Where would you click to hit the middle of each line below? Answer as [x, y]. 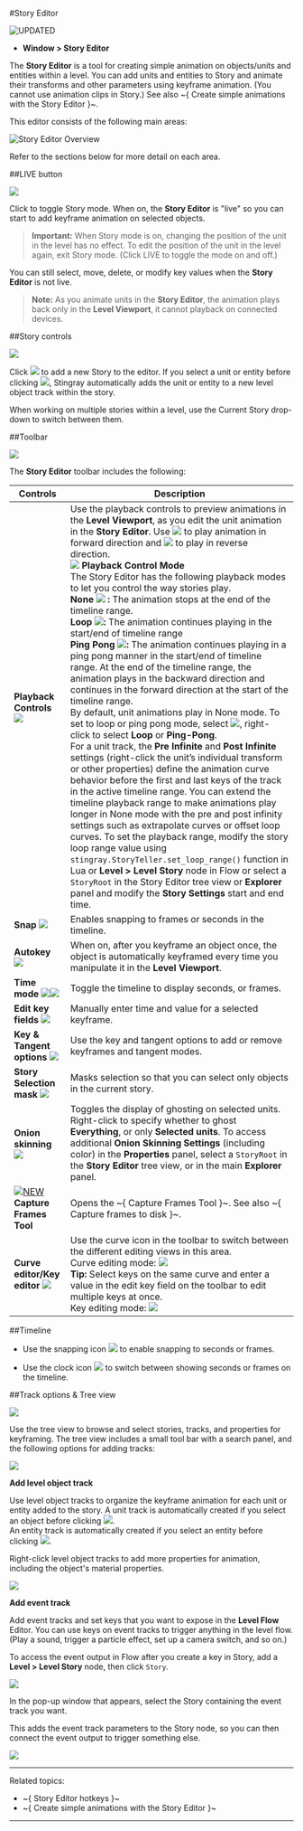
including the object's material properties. [87, 1568]
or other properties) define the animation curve [170, 769]
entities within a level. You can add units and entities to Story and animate [146, 75]
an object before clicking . [62, 1521]
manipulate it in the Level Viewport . [146, 968]
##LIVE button [36, 174]
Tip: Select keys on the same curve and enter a [170, 1274]
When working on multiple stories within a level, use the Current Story [139, 410]
